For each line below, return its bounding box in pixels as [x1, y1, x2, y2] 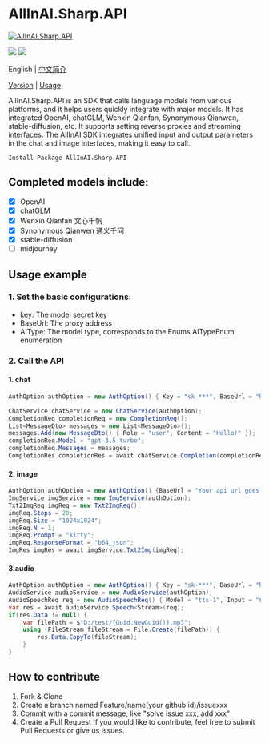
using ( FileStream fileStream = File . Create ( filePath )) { [22, 625, 220, 634]
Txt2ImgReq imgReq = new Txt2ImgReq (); [8, 501, 142, 509]
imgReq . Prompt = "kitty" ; [8, 531, 94, 540]
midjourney [19, 244, 58, 254]
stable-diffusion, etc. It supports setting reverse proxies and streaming [8, 121, 242, 130]
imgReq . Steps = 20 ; [8, 509, 74, 517]
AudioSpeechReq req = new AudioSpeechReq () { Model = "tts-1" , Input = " [8, 596, 260, 604]
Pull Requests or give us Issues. [19, 725, 126, 735]
